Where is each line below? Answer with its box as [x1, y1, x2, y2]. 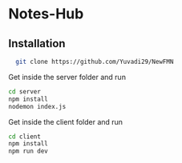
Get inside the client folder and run [8, 117, 123, 126]
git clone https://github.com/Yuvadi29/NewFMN [15, 58, 174, 66]
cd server [8, 87, 42, 96]
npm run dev [8, 147, 48, 156]
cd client [8, 133, 42, 141]
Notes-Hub [8, 5, 84, 23]
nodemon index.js [8, 102, 67, 110]
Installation [8, 37, 66, 50]
